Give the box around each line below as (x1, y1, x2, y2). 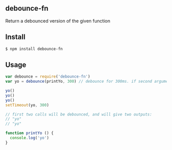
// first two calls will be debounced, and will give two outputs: (5, 111, 153, 117)
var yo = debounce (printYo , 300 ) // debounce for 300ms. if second (5, 79, 153, 84)
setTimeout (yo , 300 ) (5, 102, 50, 107)
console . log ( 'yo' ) (10, 136, 50, 141)
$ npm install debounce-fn (5, 46, 63, 51)
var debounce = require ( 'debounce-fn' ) (5, 74, 91, 79)
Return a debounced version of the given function (5, 17, 111, 24)
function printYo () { (5, 130, 54, 136)
